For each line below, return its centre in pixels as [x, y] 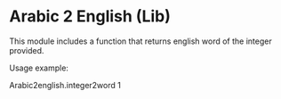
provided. [27, 50]
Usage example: [39, 68]
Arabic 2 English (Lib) [90, 16]
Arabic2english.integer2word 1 [65, 85]
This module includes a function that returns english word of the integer [141, 41]
